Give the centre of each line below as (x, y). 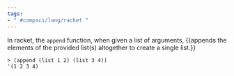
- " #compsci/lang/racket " (48, 20)
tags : (15, 14)
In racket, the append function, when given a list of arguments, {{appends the (117, 40)
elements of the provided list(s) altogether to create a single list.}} (102, 47)
